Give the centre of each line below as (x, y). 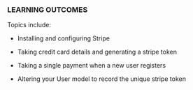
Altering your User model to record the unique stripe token (102, 79)
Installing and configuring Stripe (64, 38)
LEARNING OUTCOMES (48, 10)
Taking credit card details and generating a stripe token (97, 52)
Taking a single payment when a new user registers (92, 66)
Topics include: (29, 25)
